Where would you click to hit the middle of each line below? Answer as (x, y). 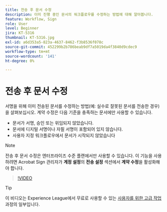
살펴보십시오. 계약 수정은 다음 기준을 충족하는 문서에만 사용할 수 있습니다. (82, 112)
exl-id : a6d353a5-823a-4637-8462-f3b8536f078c (54, 42)
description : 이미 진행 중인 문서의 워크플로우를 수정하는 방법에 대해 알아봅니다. (79, 14)
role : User (16, 24)
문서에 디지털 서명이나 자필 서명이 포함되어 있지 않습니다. (68, 129)
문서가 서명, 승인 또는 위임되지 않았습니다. (53, 123)
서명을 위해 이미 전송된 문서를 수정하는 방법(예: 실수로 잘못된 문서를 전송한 (77, 106)
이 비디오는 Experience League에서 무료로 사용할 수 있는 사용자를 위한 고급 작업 (83, 198)
